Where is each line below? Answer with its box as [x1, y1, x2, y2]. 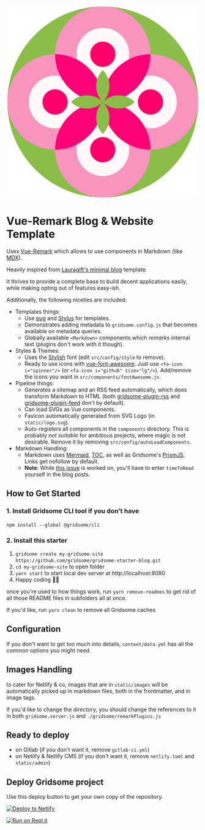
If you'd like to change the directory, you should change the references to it [6, 706, 196, 713]
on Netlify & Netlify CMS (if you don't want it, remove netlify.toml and [15, 753, 195, 760]
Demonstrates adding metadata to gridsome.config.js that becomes [24, 321, 198, 328]
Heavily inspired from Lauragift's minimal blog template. [6, 266, 147, 273]
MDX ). [6, 254, 23, 261]
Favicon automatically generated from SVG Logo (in [24, 412, 155, 419]
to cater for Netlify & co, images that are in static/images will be [6, 681, 168, 688]
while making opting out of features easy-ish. [6, 284, 121, 292]
